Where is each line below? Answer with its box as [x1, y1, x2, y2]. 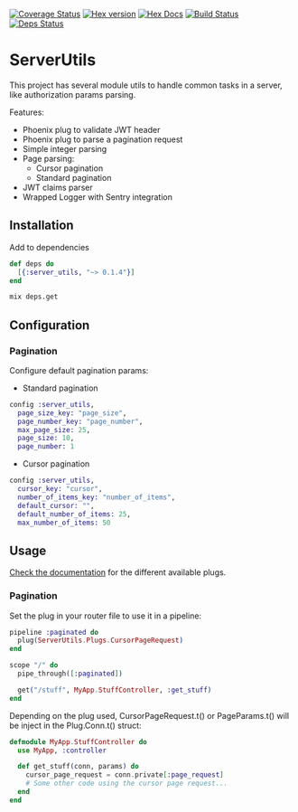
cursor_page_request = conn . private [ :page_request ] [25, 770, 224, 779]
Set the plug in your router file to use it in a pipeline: [9, 610, 201, 621]
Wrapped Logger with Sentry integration [22, 191, 173, 203]
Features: [9, 107, 45, 118]
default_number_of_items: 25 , [17, 509, 131, 519]
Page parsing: [22, 153, 75, 164]
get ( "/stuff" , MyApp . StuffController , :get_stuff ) [17, 685, 212, 694]
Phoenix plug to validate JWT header [22, 124, 161, 135]
